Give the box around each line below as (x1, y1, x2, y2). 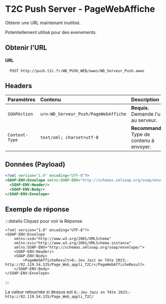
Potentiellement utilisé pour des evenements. (5, 29, 97, 35)
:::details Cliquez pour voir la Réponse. (5, 218, 83, 224)
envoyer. (130, 143, 152, 150)
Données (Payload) (5, 160, 66, 169)
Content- (7, 132, 28, 138)
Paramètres (7, 96, 36, 103)
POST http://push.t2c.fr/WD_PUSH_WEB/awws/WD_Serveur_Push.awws (9, 68, 145, 73)
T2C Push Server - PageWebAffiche (5, 3, 155, 15)
